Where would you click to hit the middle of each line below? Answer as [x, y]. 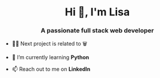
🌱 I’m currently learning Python [50, 57]
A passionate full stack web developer [97, 31]
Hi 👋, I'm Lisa [97, 12]
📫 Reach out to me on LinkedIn [51, 69]
